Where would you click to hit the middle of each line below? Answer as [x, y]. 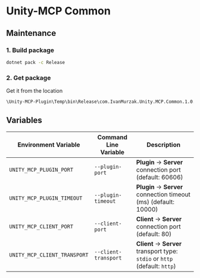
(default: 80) [154, 234]
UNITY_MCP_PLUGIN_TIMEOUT [46, 198]
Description [163, 145]
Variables [24, 120]
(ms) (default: [155, 201]
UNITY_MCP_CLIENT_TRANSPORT [49, 255]
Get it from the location [35, 91]
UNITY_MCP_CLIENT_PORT [41, 226]
